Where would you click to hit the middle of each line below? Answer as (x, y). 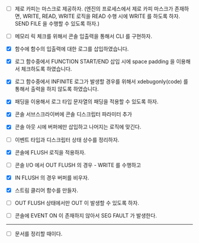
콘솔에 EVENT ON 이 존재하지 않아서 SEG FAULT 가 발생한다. (86, 215)
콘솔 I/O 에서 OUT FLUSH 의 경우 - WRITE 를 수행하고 (78, 165)
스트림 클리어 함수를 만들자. (46, 190)
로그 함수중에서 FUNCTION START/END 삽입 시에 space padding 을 (95, 62)
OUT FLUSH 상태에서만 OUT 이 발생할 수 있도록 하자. (77, 203)
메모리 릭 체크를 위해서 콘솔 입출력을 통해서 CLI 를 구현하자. (84, 36)
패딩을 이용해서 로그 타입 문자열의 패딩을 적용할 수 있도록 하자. (86, 102)
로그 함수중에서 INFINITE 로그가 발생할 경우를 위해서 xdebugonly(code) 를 (101, 81)
